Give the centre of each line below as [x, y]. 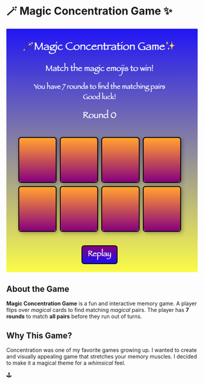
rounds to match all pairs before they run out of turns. [74, 316]
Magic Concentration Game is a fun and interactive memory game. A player [102, 303]
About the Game [38, 289]
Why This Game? [39, 335]
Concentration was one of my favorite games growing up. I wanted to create [102, 350]
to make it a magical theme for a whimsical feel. [66, 363]
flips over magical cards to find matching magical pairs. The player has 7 [98, 310]
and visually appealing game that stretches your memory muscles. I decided [102, 357]
